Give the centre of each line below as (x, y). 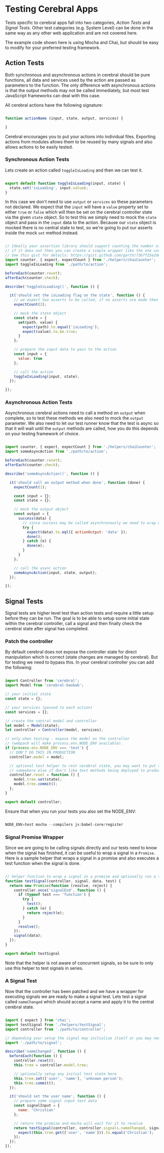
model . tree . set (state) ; (38, 779)
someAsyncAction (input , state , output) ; (55, 573)
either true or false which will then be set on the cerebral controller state (79, 212)
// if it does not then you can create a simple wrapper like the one (78, 251)
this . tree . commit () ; (35, 1083)
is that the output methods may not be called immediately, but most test (77, 90)
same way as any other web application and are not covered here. (72, 33)
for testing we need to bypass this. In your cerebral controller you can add (80, 662)
